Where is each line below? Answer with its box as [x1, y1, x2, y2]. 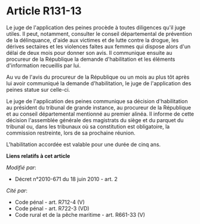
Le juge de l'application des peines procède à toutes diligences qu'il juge [6, 24, 186, 31]
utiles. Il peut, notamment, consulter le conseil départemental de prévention [6, 30, 192, 37]
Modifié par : [6, 164, 37, 171]
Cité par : [6, 186, 28, 194]
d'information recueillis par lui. [6, 61, 81, 69]
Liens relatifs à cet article [6, 152, 70, 159]
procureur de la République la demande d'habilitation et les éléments [6, 55, 176, 63]
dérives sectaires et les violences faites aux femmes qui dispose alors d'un [6, 43, 191, 50]
